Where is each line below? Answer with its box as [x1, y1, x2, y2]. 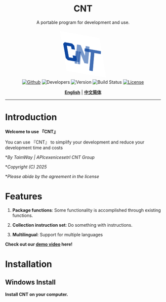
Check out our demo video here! [5, 241, 73, 247]
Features [5, 191, 42, 202]
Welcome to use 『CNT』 [5, 128, 58, 134]
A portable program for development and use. [36, 19, 130, 25]
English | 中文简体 [64, 89, 102, 95]
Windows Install [5, 278, 56, 287]
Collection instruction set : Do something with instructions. [12, 222, 132, 228]
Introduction [5, 112, 57, 123]
